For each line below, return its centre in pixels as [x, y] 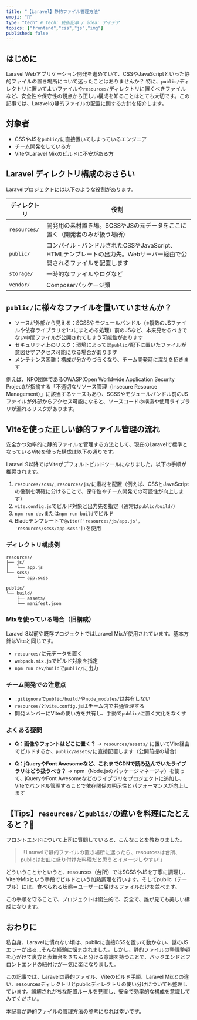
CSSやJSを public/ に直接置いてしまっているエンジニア [81, 139]
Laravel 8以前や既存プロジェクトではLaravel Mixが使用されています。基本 [95, 633]
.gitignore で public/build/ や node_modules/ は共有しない [82, 699]
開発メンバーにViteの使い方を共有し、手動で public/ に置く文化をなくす [100, 713]
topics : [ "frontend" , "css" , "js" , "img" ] [55, 28]
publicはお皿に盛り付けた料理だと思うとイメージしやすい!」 [93, 860]
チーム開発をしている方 [43, 146]
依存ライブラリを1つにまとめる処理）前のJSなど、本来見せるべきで [106, 330]
